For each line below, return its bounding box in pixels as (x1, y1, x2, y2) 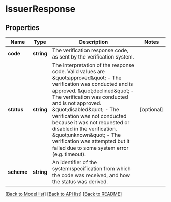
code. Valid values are (52, 68, 105, 75)
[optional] (139, 106, 163, 113)
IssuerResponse (5, 3, 76, 15)
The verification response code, (52, 47, 129, 54)
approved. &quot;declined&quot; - (52, 87, 134, 94)
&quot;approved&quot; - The (52, 74, 122, 81)
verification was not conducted (52, 112, 127, 120)
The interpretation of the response (52, 62, 135, 69)
